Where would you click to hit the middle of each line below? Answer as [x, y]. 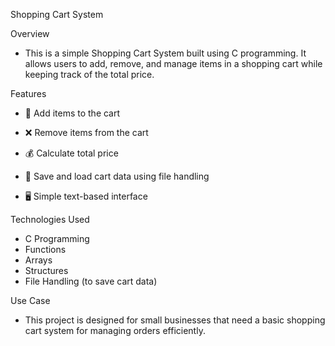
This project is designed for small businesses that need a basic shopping [175, 320]
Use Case [30, 300]
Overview [30, 33]
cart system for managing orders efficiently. [115, 330]
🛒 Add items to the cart [72, 113]
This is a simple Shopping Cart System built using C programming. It [165, 53]
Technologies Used [50, 219]
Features [28, 93]
